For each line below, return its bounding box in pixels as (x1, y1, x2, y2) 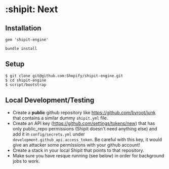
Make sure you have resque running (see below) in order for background (12, 152, 164, 158)
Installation (5, 24, 41, 32)
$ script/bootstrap (5, 82, 47, 87)
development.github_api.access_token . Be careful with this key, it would (12, 136, 162, 143)
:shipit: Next (5, 4, 58, 15)
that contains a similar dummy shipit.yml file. (12, 115, 108, 121)
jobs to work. (12, 158, 40, 164)
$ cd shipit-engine (5, 78, 47, 83)
